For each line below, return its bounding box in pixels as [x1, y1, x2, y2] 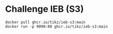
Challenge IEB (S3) [5, 3, 84, 15]
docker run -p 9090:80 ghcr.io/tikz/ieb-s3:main [5, 24, 108, 29]
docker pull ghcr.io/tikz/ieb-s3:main [5, 20, 86, 25]
